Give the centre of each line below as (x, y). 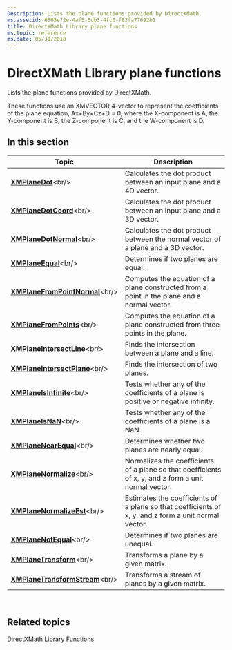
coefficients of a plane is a (167, 421)
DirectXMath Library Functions (51, 639)
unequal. (139, 544)
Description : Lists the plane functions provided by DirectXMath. (105, 13)
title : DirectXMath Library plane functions (72, 26)
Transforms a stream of (163, 575)
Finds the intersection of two (171, 364)
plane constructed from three (172, 324)
